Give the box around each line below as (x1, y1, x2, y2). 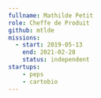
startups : (8, 63, 41, 71)
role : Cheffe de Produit (8, 19, 90, 27)
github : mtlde (8, 26, 55, 34)
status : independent (22, 56, 90, 64)
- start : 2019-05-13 (15, 41, 83, 49)
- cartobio (22, 77, 58, 85)
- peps (22, 70, 44, 78)
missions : (8, 33, 41, 42)
